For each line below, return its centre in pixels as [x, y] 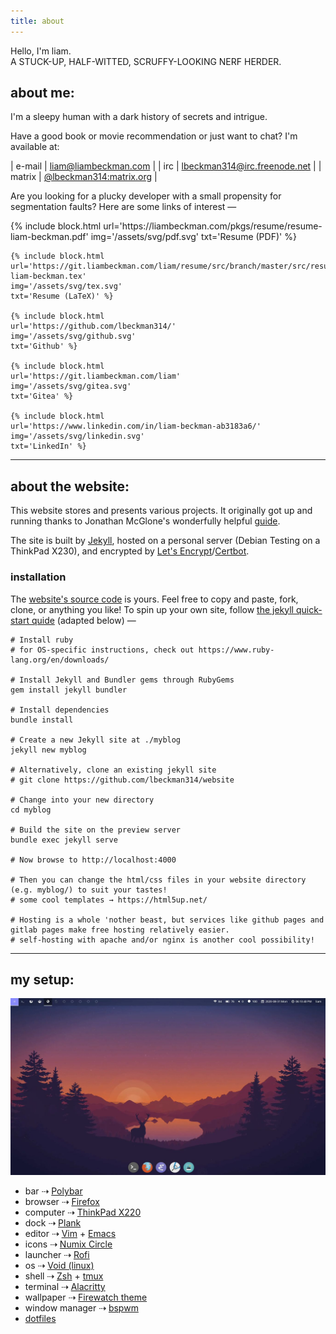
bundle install [42, 720]
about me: [42, 93]
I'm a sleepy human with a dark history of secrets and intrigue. [139, 117]
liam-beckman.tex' [48, 276]
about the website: [70, 486]
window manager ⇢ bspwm [81, 1308]
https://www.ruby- [236, 650]
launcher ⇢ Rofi [57, 1255]
